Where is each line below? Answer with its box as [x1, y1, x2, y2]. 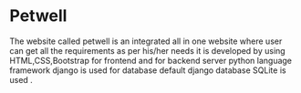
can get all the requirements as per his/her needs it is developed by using [9, 45, 285, 56]
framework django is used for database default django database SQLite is [9, 65, 286, 76]
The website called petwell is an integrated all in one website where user [9, 36, 283, 46]
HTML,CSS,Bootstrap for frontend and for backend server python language [9, 55, 293, 66]
